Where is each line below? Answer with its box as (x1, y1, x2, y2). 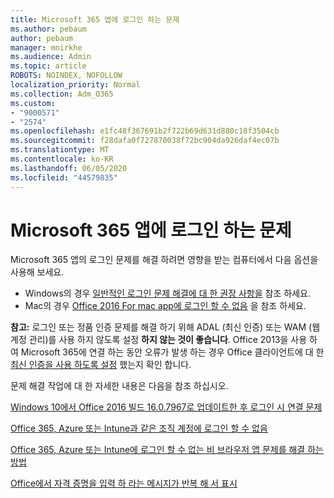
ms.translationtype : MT (10, 145, 110, 155)
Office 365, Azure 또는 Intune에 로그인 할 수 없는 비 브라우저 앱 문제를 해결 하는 (10, 444, 324, 456)
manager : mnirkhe (10, 42, 83, 53)
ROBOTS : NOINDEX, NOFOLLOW (10, 71, 123, 81)
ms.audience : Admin (10, 52, 92, 62)
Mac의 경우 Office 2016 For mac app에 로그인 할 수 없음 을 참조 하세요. (24, 300, 307, 312)
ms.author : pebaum (10, 24, 87, 34)
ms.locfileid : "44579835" (10, 172, 118, 183)
